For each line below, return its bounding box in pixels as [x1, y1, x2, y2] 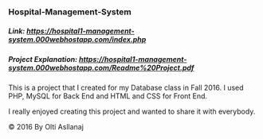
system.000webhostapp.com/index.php [8, 34, 147, 44]
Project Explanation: [8, 54, 78, 64]
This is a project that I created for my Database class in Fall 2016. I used [8, 83, 245, 93]
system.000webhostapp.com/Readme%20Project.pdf [8, 63, 194, 72]
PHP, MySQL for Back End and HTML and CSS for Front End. [8, 91, 208, 101]
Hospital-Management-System [8, 6, 131, 17]
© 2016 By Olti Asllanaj [8, 122, 84, 132]
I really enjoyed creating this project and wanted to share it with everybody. [8, 106, 256, 117]
